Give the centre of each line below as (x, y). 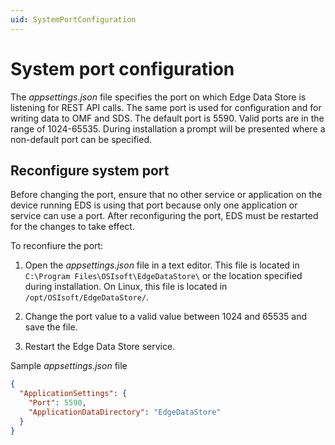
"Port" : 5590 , (57, 403)
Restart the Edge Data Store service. (100, 347)
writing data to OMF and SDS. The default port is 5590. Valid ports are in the (167, 118)
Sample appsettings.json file (69, 366)
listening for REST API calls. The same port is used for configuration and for (166, 107)
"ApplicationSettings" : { (73, 394)
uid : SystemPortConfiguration (73, 19)
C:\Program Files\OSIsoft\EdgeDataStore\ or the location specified (163, 276)
